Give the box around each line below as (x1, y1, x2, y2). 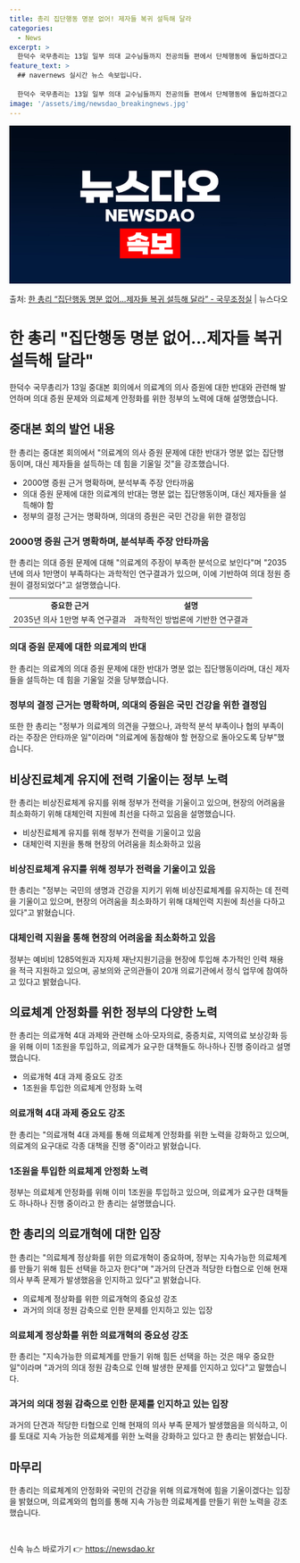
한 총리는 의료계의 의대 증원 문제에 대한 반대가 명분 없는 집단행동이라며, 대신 (9, 663, 274, 673)
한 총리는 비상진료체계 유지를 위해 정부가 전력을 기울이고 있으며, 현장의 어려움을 (9, 797, 286, 807)
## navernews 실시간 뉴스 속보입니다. (17, 71, 143, 80)
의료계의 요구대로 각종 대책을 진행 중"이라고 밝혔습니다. (9, 1140, 202, 1151)
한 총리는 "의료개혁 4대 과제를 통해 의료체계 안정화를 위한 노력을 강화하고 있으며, (9, 1129, 289, 1140)
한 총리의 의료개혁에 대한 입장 (9, 1226, 162, 1241)
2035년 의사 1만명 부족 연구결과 (12, 614, 127, 625)
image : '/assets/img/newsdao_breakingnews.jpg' (9, 99, 190, 108)
